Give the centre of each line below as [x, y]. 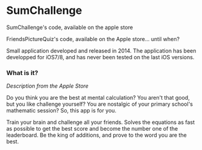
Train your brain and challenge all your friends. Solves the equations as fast [101, 122]
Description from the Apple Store [48, 86]
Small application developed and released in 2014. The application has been [101, 51]
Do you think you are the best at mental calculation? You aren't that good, [98, 98]
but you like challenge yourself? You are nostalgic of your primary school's [99, 104]
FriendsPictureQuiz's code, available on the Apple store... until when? [93, 39]
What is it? [22, 73]
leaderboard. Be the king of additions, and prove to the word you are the [96, 135]
